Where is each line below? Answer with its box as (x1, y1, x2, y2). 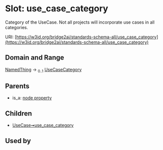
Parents (5, 82, 30, 90)
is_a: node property (12, 95, 52, 101)
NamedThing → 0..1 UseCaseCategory (5, 66, 82, 74)
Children (5, 109, 32, 118)
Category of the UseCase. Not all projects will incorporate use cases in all (5, 19, 155, 25)
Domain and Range (5, 54, 65, 62)
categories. (5, 24, 28, 30)
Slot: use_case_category (5, 3, 108, 14)
